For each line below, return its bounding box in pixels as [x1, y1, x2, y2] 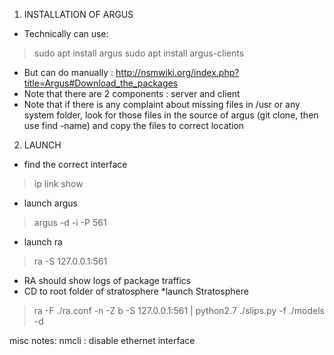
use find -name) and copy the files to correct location [23, 120, 245, 131]
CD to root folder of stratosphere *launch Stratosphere [23, 285, 249, 297]
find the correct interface [23, 159, 128, 170]
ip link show [33, 178, 84, 189]
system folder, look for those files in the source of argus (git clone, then [23, 109, 319, 121]
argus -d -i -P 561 [33, 217, 107, 228]
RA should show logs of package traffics [23, 275, 192, 286]
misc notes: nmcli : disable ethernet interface [9, 335, 196, 346]
